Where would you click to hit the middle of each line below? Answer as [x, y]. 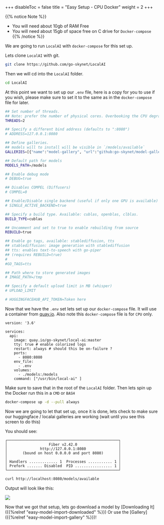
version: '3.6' [20, 323]
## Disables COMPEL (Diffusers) [38, 188]
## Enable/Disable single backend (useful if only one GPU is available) [82, 201]
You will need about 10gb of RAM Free [51, 26]
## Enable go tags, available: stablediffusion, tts [60, 241]
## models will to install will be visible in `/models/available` [75, 147]
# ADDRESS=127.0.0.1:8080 [31, 134]
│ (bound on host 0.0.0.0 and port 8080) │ [63, 453]
